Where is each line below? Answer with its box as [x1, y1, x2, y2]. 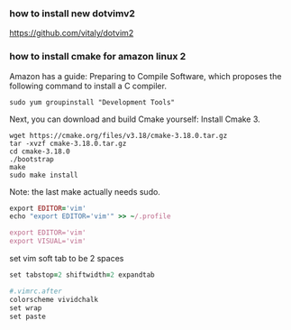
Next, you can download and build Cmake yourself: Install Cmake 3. [9, 114, 261, 124]
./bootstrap [9, 154, 54, 164]
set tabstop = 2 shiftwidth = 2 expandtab [9, 270, 155, 280]
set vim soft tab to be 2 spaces [9, 253, 124, 264]
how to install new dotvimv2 [9, 7, 135, 20]
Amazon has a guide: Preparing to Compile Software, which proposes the [9, 70, 282, 81]
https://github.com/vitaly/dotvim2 [9, 28, 134, 39]
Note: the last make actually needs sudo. [9, 186, 160, 197]
